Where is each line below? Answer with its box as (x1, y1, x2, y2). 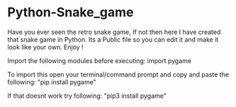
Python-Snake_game (7, 4, 134, 21)
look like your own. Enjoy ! (7, 43, 84, 51)
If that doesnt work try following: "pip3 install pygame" (7, 91, 167, 100)
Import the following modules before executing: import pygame (7, 56, 191, 64)
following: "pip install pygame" (7, 77, 97, 86)
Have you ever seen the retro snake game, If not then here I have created (7, 28, 221, 36)
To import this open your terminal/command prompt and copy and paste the (7, 70, 229, 79)
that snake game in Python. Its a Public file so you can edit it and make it (7, 35, 219, 43)
